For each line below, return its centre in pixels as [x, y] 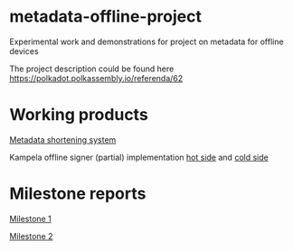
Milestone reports [78, 194]
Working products [79, 115]
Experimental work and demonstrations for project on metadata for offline [146, 42]
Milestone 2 [31, 236]
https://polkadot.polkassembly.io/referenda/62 [96, 78]
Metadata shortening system [63, 139]
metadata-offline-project [105, 17]
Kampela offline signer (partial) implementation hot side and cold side [139, 157]
